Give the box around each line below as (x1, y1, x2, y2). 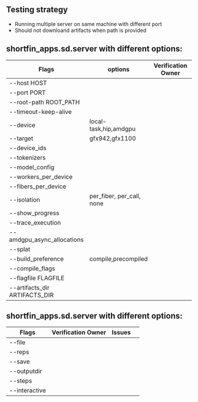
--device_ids (9, 144, 47, 152)
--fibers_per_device (9, 182, 67, 190)
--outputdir (9, 367, 42, 375)
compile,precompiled (89, 254, 148, 262)
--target (9, 134, 34, 142)
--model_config (9, 163, 55, 171)
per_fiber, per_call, (89, 192, 141, 200)
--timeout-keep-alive (9, 108, 72, 116)
